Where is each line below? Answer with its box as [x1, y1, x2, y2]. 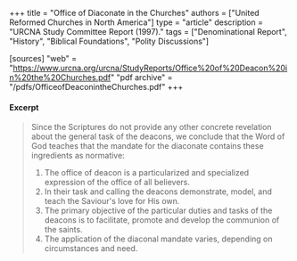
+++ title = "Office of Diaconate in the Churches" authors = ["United [9, 8, 260, 18]
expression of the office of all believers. [44, 177, 190, 188]
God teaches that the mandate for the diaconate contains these [30, 141, 265, 151]
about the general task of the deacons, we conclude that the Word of [30, 131, 285, 142]
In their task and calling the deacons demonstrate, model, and [44, 186, 272, 197]
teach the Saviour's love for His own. [44, 196, 180, 207]
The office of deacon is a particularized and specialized [44, 167, 250, 178]
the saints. [44, 224, 83, 235]
